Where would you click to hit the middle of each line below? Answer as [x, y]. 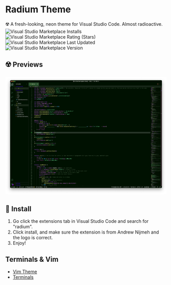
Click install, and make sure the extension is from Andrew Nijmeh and [86, 232]
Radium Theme [38, 10]
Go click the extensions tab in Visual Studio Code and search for [81, 221]
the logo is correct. [33, 238]
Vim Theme [25, 272]
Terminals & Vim [32, 259]
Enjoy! [19, 243]
